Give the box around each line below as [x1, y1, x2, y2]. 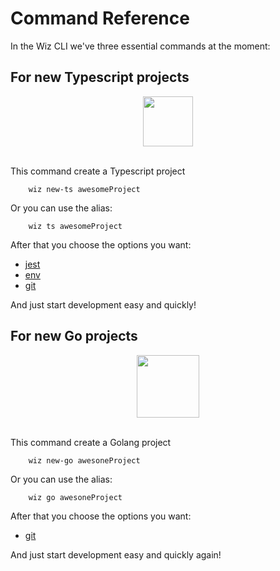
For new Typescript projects [10, 69, 190, 86]
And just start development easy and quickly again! [10, 548, 222, 561]
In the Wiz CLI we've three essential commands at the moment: [10, 40, 271, 52]
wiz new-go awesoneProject [28, 455, 141, 466]
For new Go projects [10, 328, 138, 345]
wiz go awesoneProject [28, 492, 123, 502]
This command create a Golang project [10, 436, 172, 448]
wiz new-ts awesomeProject [28, 184, 141, 194]
